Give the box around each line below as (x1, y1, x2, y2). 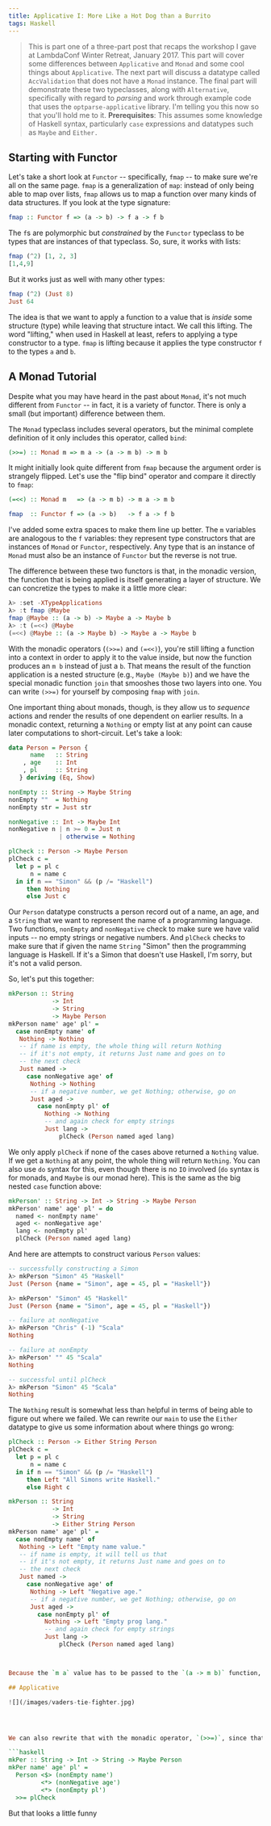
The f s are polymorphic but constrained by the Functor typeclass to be (8, 228, 244, 238)
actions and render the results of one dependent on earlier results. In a (8, 711, 244, 720)
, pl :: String (23, 766, 89, 774)
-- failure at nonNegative (8, 1316, 99, 1324)
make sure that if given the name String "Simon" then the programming (8, 942, 247, 951)
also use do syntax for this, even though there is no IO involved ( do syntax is (8, 1164, 260, 1173)
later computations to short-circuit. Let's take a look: (8, 728, 183, 737)
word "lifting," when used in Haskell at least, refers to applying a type (8, 329, 238, 339)
